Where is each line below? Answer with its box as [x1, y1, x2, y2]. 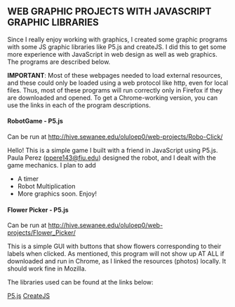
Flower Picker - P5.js [7, 205, 69, 214]
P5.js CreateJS [7, 292, 51, 300]
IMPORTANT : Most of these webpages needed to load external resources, [7, 71, 223, 79]
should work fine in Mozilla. [7, 264, 87, 273]
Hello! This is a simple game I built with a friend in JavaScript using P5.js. [7, 146, 218, 155]
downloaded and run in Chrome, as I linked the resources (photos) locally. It [7, 257, 227, 266]
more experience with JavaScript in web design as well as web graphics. [7, 50, 217, 58]
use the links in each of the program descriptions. [7, 101, 151, 109]
